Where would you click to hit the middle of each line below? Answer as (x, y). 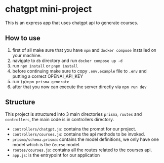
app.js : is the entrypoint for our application (56, 155)
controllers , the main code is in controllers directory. (60, 119)
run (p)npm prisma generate (41, 81)
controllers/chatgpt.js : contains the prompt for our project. (74, 129)
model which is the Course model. (46, 144)
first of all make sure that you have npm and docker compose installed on (84, 50)
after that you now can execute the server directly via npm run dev (79, 87)
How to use (23, 38)
